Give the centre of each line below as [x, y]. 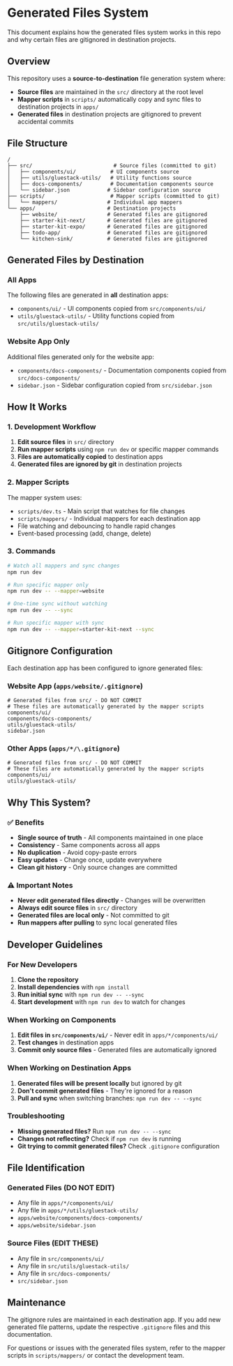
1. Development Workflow [52, 427]
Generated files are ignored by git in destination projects [100, 464]
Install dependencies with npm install [73, 987]
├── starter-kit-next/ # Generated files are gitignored [114, 220]
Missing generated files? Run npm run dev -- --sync [94, 1131]
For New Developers [43, 964]
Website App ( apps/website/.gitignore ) [75, 686]
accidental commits [46, 121]
